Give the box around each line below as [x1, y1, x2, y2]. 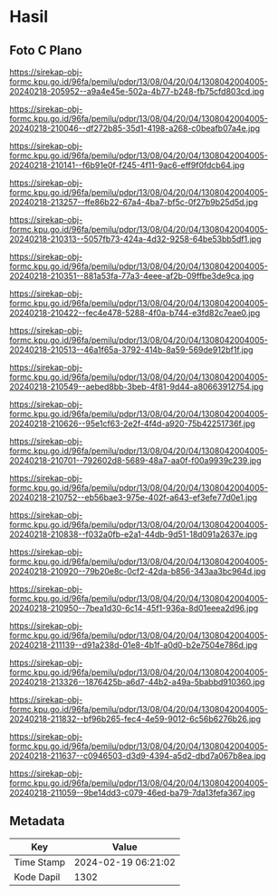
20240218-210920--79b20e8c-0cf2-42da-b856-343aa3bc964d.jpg [9, 566, 266, 576]
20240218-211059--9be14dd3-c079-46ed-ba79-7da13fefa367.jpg [9, 788, 255, 798]
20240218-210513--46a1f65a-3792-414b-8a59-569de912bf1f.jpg [9, 344, 254, 355]
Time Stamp [14, 856, 66, 869]
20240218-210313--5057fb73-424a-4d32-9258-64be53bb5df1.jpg [9, 234, 262, 244]
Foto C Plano [9, 43, 82, 58]
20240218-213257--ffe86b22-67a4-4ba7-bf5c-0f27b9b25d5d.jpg [9, 197, 258, 207]
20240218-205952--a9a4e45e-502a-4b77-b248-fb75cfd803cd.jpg [9, 86, 264, 96]
